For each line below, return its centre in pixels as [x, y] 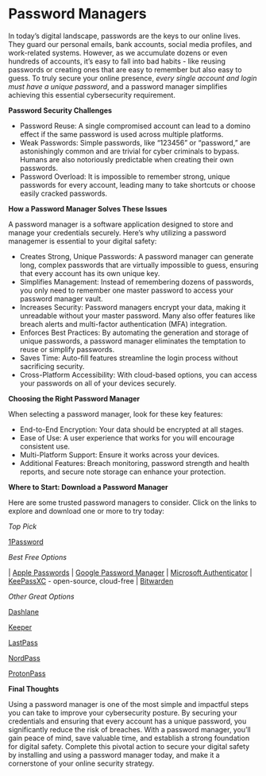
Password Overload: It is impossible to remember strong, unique [125, 177]
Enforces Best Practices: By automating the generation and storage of [134, 332]
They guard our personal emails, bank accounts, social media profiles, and [130, 44]
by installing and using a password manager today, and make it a [114, 755]
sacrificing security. [52, 366]
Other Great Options [41, 596]
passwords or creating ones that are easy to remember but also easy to [125, 69]
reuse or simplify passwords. [67, 349]
